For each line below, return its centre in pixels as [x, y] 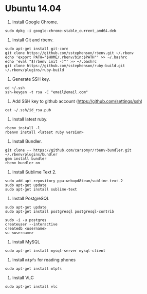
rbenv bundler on [23, 163]
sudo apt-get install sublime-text [41, 189]
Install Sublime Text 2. [34, 172]
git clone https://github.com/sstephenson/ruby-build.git [65, 66]
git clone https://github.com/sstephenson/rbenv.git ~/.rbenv [69, 53]
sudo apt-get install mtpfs [34, 268]
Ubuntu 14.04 [33, 9]
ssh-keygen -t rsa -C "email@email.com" [47, 92]
